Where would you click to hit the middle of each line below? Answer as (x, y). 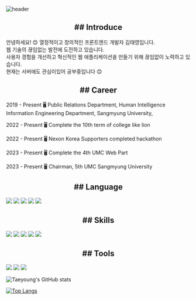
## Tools (98, 254)
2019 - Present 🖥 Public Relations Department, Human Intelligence (86, 105)
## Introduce (98, 27)
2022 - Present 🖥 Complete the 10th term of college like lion (78, 125)
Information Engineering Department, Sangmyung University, (80, 113)
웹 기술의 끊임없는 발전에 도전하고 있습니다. (55, 49)
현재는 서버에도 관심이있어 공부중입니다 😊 (54, 71)
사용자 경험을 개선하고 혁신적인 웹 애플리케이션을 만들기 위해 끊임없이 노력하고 (95, 57)
